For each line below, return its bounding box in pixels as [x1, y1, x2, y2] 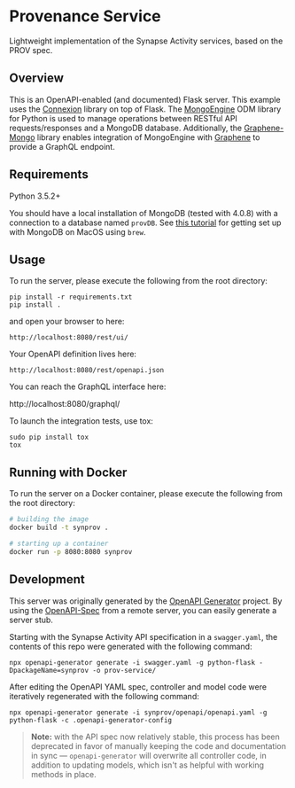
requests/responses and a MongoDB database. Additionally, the [9, 122, 242, 133]
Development [9, 572, 86, 587]
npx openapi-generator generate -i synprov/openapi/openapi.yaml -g [9, 707, 268, 717]
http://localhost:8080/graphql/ [9, 399, 120, 410]
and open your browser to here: [9, 316, 125, 327]
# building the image [9, 515, 89, 524]
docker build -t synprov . [9, 523, 109, 533]
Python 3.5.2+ [9, 191, 61, 201]
